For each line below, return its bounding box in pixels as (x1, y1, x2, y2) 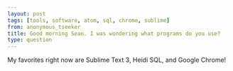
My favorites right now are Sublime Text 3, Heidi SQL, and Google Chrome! (7, 56, 227, 64)
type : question (7, 37, 53, 44)
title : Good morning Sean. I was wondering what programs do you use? (7, 30, 221, 37)
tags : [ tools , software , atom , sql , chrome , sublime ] (7, 17, 170, 24)
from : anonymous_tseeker (7, 23, 81, 30)
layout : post (7, 10, 46, 18)
